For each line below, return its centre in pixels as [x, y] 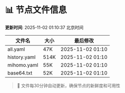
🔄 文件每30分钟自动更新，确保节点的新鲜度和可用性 [69, 85]
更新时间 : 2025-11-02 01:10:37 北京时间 [44, 27]
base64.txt [20, 73]
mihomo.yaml [23, 65]
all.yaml [16, 49]
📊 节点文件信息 [36, 10]
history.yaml [21, 57]
